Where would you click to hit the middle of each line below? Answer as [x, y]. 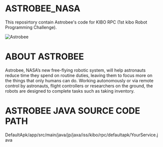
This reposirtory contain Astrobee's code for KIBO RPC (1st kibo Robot [76, 22]
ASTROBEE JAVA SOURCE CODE [73, 111]
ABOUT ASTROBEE [45, 57]
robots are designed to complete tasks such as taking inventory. [70, 91]
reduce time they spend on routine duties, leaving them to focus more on [79, 75]
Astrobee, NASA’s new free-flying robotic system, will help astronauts [75, 70]
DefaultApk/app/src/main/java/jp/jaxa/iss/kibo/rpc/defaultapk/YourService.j [81, 135]
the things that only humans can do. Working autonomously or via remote [79, 80]
